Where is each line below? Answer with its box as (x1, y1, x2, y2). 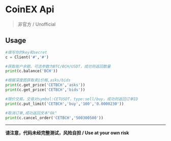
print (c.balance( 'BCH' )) (5, 68, 58, 74)
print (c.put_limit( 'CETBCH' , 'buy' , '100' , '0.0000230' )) (5, 101, 124, 106)
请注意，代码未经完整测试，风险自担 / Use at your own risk (5, 130, 129, 136)
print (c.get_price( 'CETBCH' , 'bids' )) (5, 87, 85, 92)
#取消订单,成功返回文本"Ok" (5, 110, 57, 115)
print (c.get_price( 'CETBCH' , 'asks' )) (5, 83, 85, 88)
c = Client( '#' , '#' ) (5, 55, 49, 60)
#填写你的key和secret (5, 50, 47, 55)
